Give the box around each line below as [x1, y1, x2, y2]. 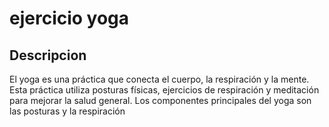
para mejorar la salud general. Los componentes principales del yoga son [9, 95, 312, 106]
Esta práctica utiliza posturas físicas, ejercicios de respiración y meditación [9, 84, 320, 96]
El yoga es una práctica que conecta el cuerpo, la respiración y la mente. [9, 73, 310, 85]
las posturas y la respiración [9, 105, 126, 117]
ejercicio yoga [9, 7, 130, 30]
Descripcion [9, 47, 87, 64]
